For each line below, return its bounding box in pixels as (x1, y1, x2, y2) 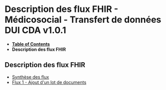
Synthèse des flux (11, 74, 49, 80)
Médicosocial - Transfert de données (4, 14, 162, 25)
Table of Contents (11, 41, 50, 47)
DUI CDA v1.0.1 (4, 25, 66, 36)
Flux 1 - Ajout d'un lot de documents (11, 79, 87, 85)
